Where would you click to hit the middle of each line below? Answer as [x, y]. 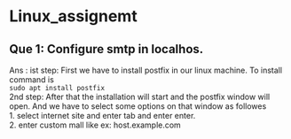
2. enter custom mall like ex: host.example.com [95, 125]
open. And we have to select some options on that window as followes [138, 106]
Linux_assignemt [73, 16]
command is [32, 80]
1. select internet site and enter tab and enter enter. [102, 116]
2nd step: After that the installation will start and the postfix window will [140, 97]
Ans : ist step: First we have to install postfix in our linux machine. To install [145, 70]
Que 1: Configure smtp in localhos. [106, 49]
